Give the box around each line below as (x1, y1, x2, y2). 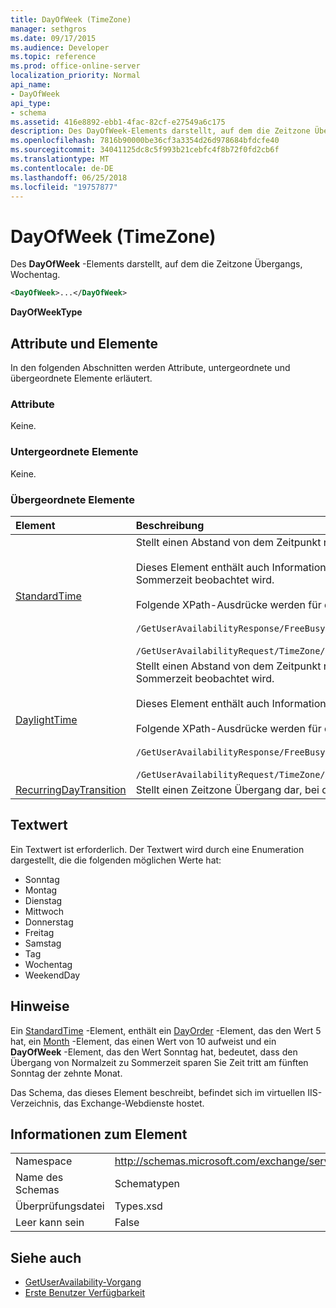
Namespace (15, 1154, 73, 1168)
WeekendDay (24, 969, 81, 981)
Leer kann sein (15, 1216, 85, 1230)
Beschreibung (135, 518, 205, 532)
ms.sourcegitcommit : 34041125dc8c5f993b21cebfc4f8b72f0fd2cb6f (10, 145, 280, 155)
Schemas (15, 1183, 60, 1197)
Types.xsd (114, 1199, 163, 1213)
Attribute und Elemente (10, 335, 158, 352)
